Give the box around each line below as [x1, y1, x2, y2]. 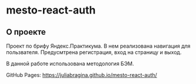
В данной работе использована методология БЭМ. [6, 60, 134, 67]
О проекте [6, 27, 46, 37]
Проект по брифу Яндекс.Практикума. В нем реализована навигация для [6, 42, 191, 49]
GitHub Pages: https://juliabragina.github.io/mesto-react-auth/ [6, 72, 157, 78]
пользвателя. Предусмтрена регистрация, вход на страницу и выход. [6, 49, 182, 56]
